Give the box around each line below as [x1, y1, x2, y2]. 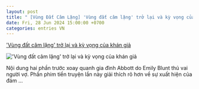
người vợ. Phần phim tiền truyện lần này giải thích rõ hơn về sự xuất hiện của [6, 71, 192, 78]
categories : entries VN [6, 25, 65, 31]
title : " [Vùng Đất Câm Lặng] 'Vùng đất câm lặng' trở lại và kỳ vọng [6, 14, 184, 20]
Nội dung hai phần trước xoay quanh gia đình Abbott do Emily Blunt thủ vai [6, 65, 188, 72]
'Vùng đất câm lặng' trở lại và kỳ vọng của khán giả [6, 42, 131, 49]
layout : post [6, 8, 38, 15]
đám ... [6, 77, 23, 84]
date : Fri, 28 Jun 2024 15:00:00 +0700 [6, 20, 105, 26]
